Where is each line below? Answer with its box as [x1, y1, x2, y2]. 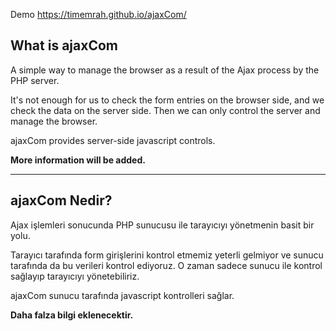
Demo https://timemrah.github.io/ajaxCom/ [10, 9, 187, 20]
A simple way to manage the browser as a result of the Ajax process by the [10, 64, 320, 76]
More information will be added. [10, 154, 146, 166]
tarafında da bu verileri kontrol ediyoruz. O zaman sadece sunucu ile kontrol [10, 259, 323, 271]
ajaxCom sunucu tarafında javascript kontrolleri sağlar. [10, 289, 235, 301]
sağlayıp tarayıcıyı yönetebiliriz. [10, 270, 140, 282]
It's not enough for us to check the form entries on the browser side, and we [10, 94, 325, 106]
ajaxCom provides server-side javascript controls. [10, 134, 216, 146]
